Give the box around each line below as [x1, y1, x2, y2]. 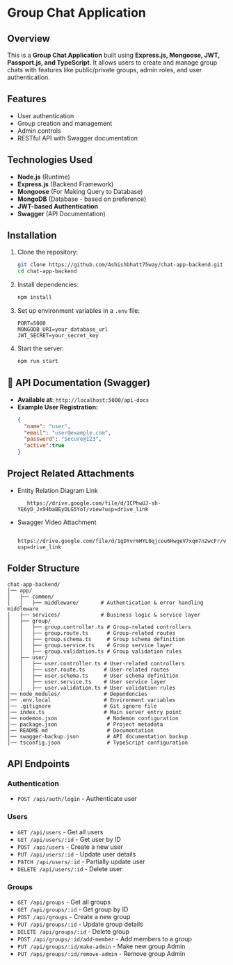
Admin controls [17, 127, 61, 135]
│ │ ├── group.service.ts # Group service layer [7, 642, 172, 649]
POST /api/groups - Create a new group [17, 912, 131, 921]
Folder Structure [7, 562, 80, 574]
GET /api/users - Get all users [17, 827, 104, 836]
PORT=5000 [17, 320, 47, 327]
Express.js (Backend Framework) [17, 179, 114, 188]
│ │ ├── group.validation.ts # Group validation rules [7, 648, 182, 655]
